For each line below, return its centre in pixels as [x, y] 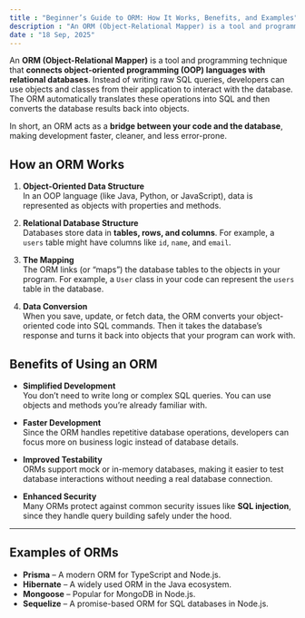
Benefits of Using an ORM [84, 364]
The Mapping [48, 260]
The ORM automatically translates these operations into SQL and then [140, 99]
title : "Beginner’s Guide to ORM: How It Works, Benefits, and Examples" [154, 18]
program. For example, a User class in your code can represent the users [158, 280]
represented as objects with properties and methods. [122, 206]
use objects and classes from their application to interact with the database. [151, 89]
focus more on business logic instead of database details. [130, 442]
